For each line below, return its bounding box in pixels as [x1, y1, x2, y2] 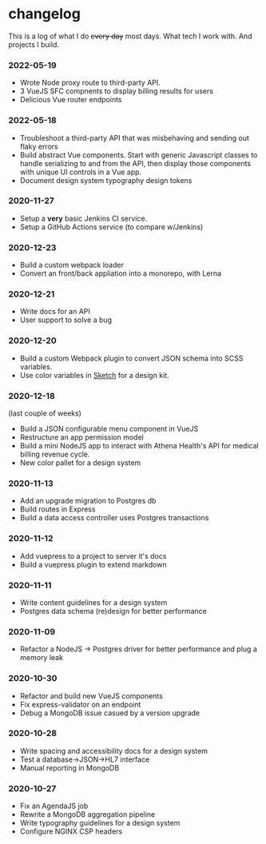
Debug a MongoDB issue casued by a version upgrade [19, 708, 200, 718]
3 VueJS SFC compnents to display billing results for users [19, 86, 214, 96]
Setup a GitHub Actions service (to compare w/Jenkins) [19, 221, 204, 232]
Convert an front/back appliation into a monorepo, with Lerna [19, 269, 222, 278]
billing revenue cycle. [19, 449, 90, 460]
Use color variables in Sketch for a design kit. [19, 370, 169, 380]
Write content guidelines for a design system [19, 597, 168, 607]
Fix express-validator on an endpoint [19, 699, 141, 709]
